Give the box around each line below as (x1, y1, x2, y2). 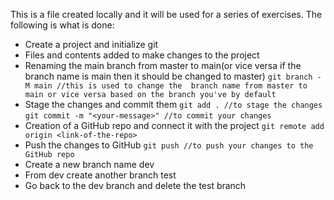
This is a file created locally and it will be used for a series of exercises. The (10, 9, 323, 20)
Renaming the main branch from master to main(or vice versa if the (24, 60, 302, 71)
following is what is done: (10, 19, 115, 31)
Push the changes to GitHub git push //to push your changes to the (24, 139, 314, 151)
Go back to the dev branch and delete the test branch (24, 180, 247, 191)
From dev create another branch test (24, 169, 177, 181)
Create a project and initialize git (24, 39, 159, 50)
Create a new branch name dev (24, 159, 155, 170)
